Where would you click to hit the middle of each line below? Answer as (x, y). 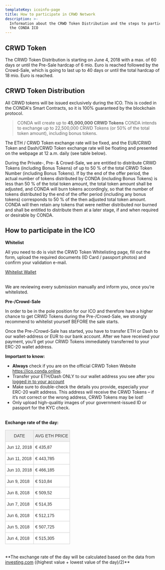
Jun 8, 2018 (18, 492)
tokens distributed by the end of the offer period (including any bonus (76, 194)
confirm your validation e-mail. (36, 262)
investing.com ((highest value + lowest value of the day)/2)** (68, 562)
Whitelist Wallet (21, 272)
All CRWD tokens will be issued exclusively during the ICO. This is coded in (81, 103)
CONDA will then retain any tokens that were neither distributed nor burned (81, 204)
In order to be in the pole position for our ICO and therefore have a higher (79, 311)
